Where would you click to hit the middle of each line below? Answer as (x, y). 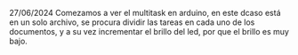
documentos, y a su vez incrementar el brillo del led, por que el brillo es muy (149, 31)
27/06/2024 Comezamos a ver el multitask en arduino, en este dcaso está (145, 13)
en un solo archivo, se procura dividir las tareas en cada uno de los (132, 22)
